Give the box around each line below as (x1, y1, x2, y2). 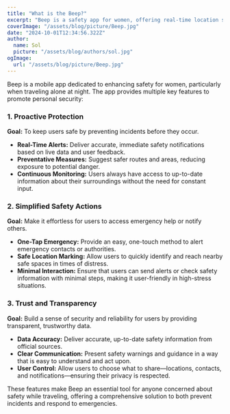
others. (7, 225, 27, 233)
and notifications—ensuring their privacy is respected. (16, 371, 170, 380)
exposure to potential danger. (16, 162, 101, 170)
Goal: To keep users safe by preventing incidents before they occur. (7, 127, 199, 135)
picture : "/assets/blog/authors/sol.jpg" (13, 49, 133, 56)
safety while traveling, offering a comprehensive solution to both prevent (7, 392, 212, 400)
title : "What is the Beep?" (7, 10, 88, 17)
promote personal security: (7, 94, 84, 103)
